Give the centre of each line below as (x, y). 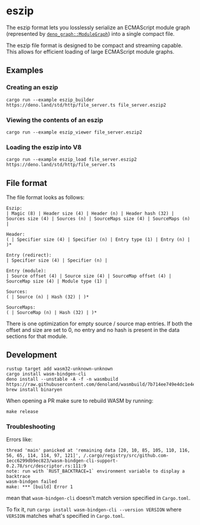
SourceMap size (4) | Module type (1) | (57, 281)
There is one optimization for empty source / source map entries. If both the (99, 324)
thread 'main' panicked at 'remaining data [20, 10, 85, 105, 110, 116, (98, 451)
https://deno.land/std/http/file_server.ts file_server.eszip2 (86, 105)
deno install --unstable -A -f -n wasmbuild (62, 379)
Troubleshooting (31, 426)
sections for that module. (37, 336)
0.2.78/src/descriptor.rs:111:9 (46, 466)
